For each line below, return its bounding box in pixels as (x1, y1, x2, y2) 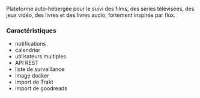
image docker (14, 72, 49, 79)
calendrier (14, 46, 41, 54)
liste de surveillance (14, 66, 65, 73)
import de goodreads (14, 85, 68, 92)
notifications (14, 40, 46, 47)
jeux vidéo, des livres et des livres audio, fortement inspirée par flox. (6, 11, 176, 19)
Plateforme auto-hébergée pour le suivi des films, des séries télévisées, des (6, 5, 195, 12)
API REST (14, 60, 39, 67)
